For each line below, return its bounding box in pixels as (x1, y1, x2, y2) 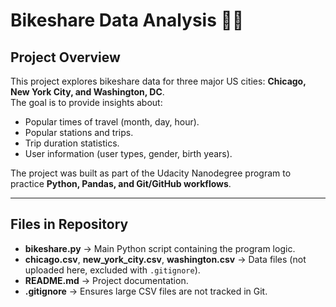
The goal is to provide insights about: (10, 97, 163, 108)
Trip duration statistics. (24, 137, 120, 149)
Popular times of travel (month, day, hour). (24, 116, 200, 128)
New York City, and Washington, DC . (10, 86, 165, 98)
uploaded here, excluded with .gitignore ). (24, 264, 201, 276)
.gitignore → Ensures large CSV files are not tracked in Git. (24, 285, 268, 297)
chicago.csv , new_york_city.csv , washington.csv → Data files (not (24, 253, 307, 265)
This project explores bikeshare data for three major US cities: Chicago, (10, 75, 307, 87)
